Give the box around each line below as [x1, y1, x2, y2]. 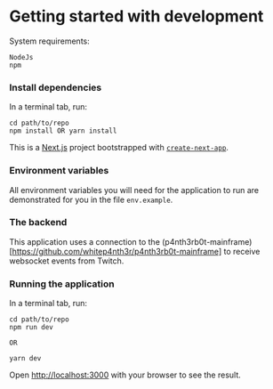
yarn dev [9, 354, 42, 363]
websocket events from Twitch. [9, 255, 124, 266]
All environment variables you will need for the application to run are [9, 184, 260, 195]
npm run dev [9, 323, 53, 332]
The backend [9, 216, 68, 229]
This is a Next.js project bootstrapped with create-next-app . [9, 142, 229, 153]
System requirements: [9, 36, 91, 46]
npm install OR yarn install [9, 126, 117, 135]
